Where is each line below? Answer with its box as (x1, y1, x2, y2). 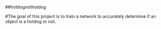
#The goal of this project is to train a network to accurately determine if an (5, 14, 156, 19)
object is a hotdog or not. (5, 19, 57, 24)
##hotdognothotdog (5, 4, 46, 10)
